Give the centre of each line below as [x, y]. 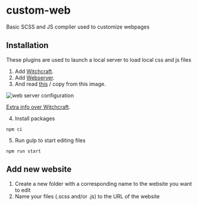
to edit [23, 190]
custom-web [39, 10]
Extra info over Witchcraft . [38, 107]
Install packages [35, 118]
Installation [27, 45]
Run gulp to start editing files [50, 140]
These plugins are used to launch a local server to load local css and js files [99, 59]
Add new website [39, 169]
